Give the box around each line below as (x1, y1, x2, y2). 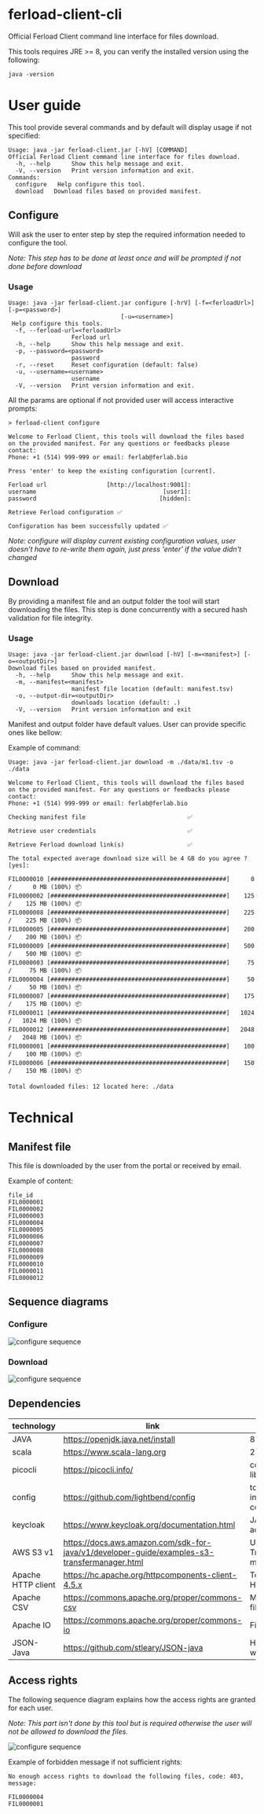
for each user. (8, 1703, 53, 1713)
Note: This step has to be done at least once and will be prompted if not (8, 253, 241, 263)
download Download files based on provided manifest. (15, 187, 202, 195)
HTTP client (12, 1579, 56, 1590)
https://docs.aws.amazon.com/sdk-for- (63, 1536, 212, 1547)
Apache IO (12, 1619, 51, 1630)
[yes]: (8, 861, 30, 870)
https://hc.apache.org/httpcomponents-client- (63, 1569, 237, 1580)
